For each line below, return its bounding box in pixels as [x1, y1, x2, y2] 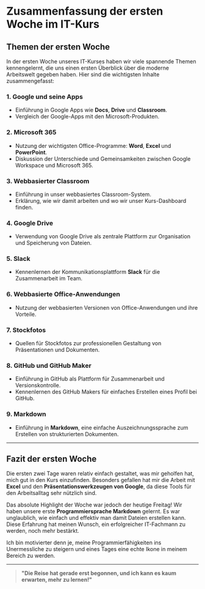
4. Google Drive [6, 219, 54, 227]
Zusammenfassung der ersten [6, 4, 164, 18]
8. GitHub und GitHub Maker [6, 362, 92, 370]
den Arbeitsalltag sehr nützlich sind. [6, 489, 97, 497]
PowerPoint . [15, 148, 48, 156]
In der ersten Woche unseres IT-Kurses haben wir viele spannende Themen [6, 58, 196, 65]
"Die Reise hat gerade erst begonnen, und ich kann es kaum [21, 569, 177, 577]
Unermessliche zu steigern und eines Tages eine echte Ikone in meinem [6, 546, 187, 553]
